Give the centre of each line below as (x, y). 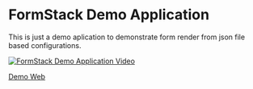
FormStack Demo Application (109, 15)
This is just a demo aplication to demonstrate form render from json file (126, 37)
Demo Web (27, 76)
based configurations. (45, 45)
